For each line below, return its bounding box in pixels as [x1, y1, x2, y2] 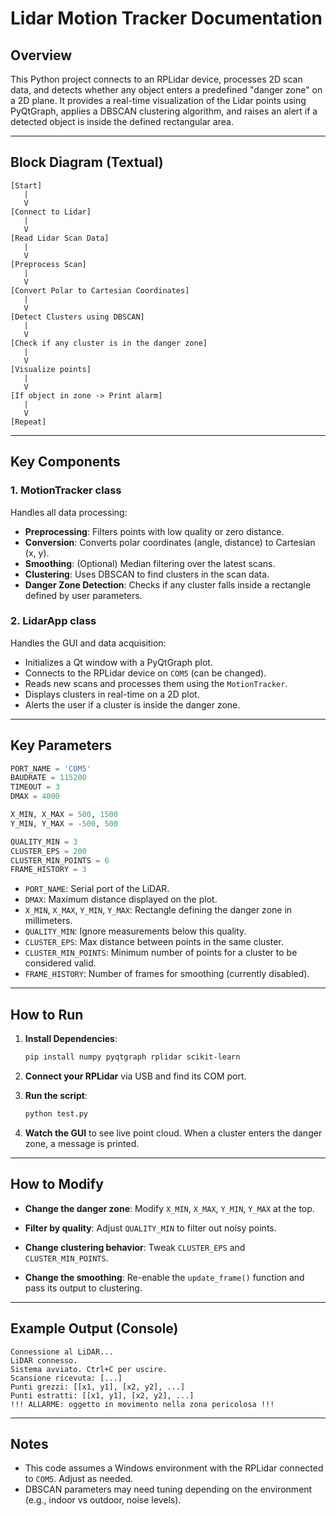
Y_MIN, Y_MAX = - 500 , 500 [10, 818, 118, 829]
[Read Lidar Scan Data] [10, 233, 110, 243]
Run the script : [24, 1090, 88, 1102]
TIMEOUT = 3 [10, 782, 60, 792]
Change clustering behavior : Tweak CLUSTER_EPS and [24, 1241, 246, 1253]
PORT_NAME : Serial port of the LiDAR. [24, 883, 170, 895]
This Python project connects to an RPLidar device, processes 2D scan [10, 73, 303, 85]
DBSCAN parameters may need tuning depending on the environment [24, 1483, 313, 1496]
